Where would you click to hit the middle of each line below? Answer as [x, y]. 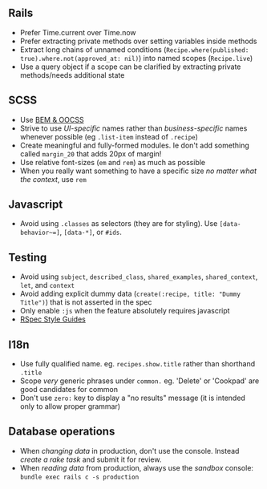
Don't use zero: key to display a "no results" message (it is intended [133, 398]
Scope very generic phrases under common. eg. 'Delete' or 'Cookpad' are [140, 381]
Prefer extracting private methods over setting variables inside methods [138, 41]
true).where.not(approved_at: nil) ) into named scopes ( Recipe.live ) [136, 58]
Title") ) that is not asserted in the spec [86, 302]
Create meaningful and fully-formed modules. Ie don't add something [135, 145]
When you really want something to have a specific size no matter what [138, 171]
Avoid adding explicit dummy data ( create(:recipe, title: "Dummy [130, 294]
